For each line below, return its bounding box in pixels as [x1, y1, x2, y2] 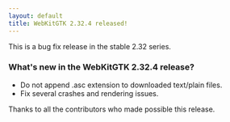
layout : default [8, 11, 63, 20]
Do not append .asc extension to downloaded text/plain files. [19, 80, 223, 90]
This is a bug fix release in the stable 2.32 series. [8, 41, 172, 51]
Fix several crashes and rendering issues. [19, 88, 159, 98]
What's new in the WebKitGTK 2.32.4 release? [8, 61, 195, 73]
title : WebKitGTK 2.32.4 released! [8, 19, 128, 27]
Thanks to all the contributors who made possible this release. [8, 104, 215, 114]
